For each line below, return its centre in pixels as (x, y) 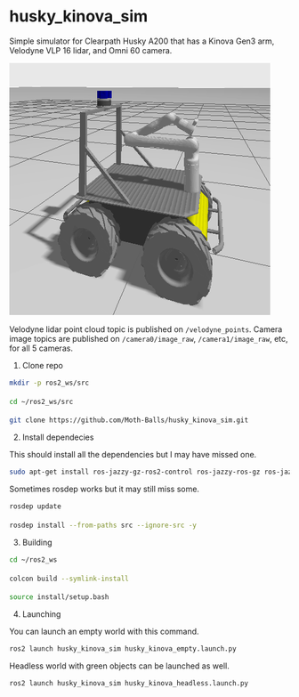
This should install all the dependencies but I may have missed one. (133, 455)
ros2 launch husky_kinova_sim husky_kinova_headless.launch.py (129, 684)
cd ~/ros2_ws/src (41, 401)
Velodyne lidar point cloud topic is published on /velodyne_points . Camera (146, 329)
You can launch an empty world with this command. (104, 632)
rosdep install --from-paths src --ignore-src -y (103, 525)
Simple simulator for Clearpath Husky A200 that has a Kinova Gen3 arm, (142, 41)
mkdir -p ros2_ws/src (49, 383)
